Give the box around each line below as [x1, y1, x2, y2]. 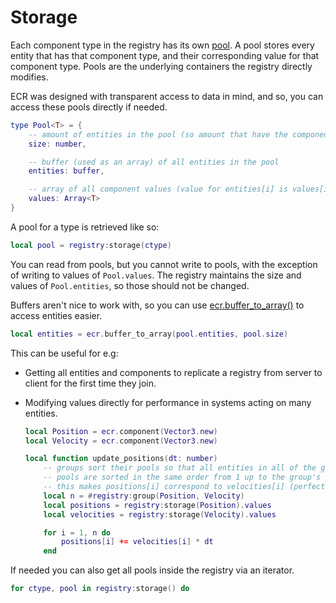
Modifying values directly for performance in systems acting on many [24, 396, 312, 408]
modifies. [10, 71, 49, 83]
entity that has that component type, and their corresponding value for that [10, 49, 320, 61]
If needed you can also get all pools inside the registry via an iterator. [10, 564, 295, 576]
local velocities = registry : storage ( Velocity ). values [43, 509, 277, 520]
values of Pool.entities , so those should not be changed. [10, 279, 250, 291]
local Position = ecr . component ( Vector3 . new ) [24, 426, 218, 436]
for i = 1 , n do [43, 527, 111, 538]
